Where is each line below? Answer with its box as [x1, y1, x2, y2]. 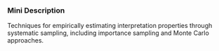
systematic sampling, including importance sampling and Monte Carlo [7, 29, 209, 37]
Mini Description [7, 6, 65, 15]
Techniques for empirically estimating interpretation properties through [7, 22, 213, 30]
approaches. [7, 36, 44, 45]
